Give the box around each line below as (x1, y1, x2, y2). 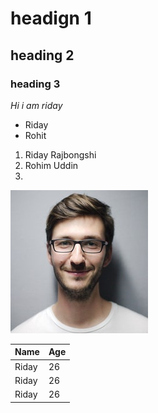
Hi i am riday (10, 99, 63, 111)
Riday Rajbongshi (24, 148, 97, 161)
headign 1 (10, 7, 92, 30)
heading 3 (10, 77, 61, 91)
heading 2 (10, 47, 75, 64)
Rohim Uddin (24, 159, 79, 171)
